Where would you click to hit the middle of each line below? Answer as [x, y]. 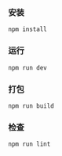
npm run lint [29, 144]
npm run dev [27, 68]
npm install [27, 29]
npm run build [31, 106]
